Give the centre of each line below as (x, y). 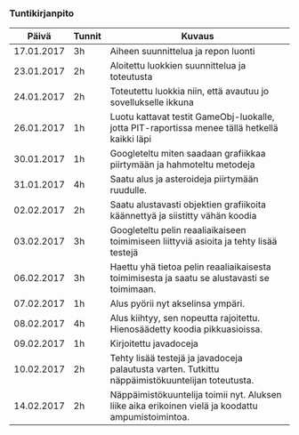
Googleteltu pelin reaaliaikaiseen (178, 230)
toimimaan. (133, 289)
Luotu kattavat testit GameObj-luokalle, (192, 117)
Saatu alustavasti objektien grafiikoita (188, 205)
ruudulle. (128, 190)
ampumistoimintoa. (149, 417)
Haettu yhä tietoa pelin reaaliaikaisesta (190, 267)
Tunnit (88, 36)
